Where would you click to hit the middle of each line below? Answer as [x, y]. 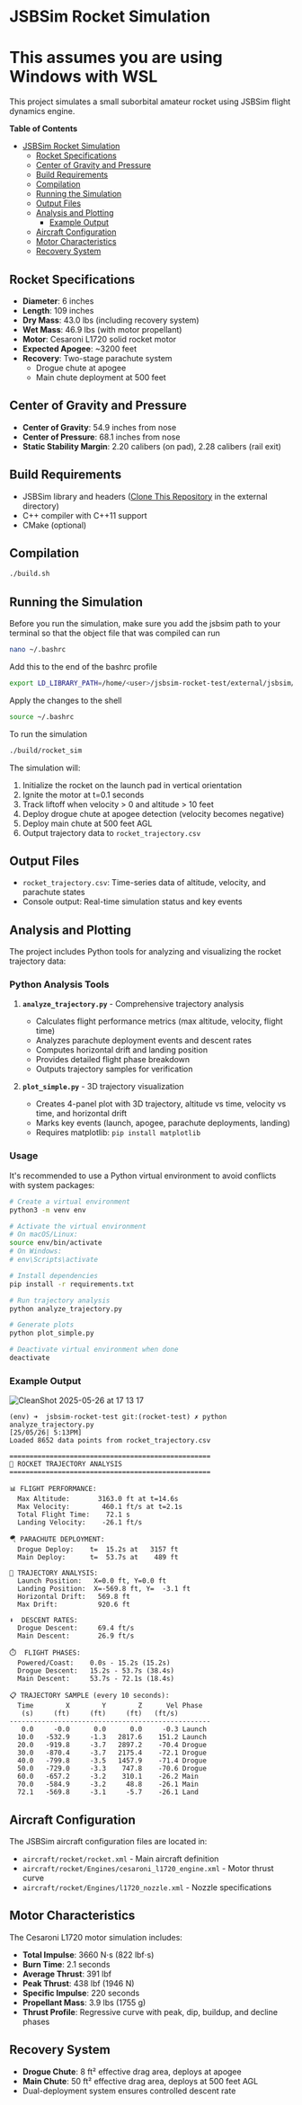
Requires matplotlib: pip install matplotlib [118, 1132]
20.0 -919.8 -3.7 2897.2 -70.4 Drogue [112, 1745]
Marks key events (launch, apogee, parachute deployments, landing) [163, 1123]
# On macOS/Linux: [44, 1235]
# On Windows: [36, 1251]
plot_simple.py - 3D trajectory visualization [103, 1087]
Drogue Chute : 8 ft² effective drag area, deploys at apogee [132, 2071]
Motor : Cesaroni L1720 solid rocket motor [99, 339]
